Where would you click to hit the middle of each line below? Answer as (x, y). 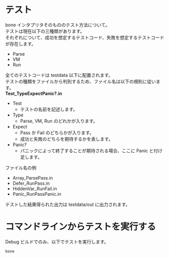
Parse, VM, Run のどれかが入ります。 (59, 121)
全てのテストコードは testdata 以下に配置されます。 (59, 75)
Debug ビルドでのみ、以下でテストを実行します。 (57, 242)
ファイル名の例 (21, 167)
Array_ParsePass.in (33, 178)
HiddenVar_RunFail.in (35, 188)
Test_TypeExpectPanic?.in (34, 93)
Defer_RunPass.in (31, 183)
